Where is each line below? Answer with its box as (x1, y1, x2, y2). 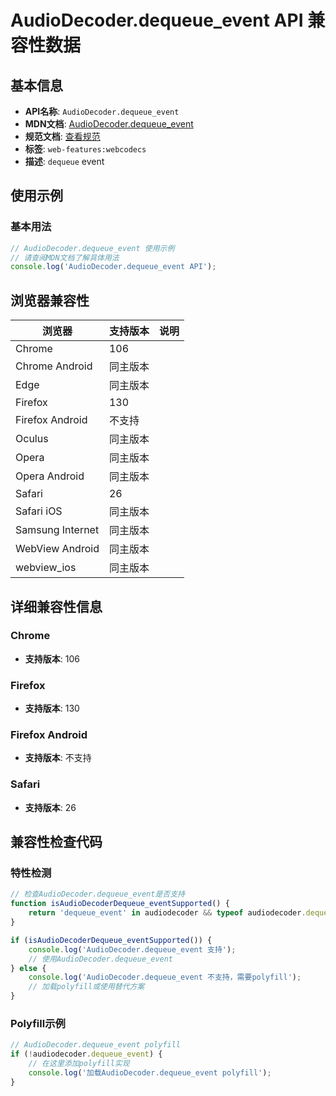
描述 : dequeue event (24, 156, 105, 167)
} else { (10, 963, 47, 973)
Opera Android (15, 469, 85, 483)
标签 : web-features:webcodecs (24, 143, 147, 155)
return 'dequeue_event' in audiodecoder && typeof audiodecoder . (28, 908, 307, 918)
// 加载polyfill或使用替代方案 (28, 982, 145, 992)
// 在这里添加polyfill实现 (28, 1059, 130, 1069)
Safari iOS (15, 504, 63, 518)
